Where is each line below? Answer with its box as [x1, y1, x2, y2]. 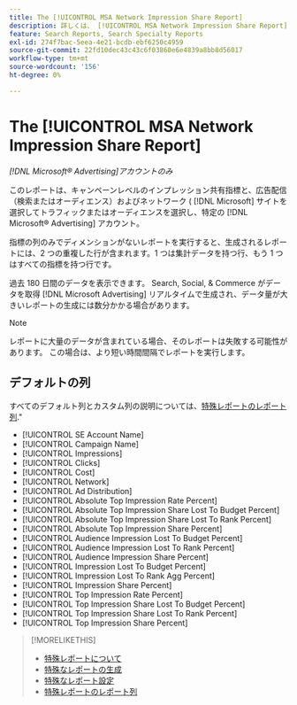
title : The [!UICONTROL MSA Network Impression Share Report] [9, 12, 243, 22]
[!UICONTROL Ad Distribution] [21, 485, 133, 496]
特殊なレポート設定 [43, 675, 115, 686]
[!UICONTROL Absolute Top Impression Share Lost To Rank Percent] [21, 514, 272, 524]
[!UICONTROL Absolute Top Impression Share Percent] [21, 523, 223, 534]
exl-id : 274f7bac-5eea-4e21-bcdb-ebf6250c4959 [9, 37, 184, 47]
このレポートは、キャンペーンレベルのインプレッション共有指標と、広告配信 [9, 184, 287, 195]
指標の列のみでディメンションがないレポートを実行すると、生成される [9, 236, 264, 247]
